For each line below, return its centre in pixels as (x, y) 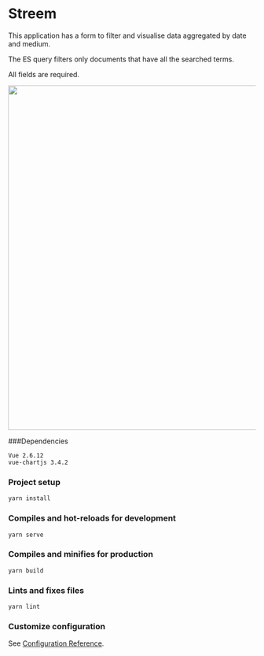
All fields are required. (44, 74)
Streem (33, 14)
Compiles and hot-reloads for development (92, 518)
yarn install (29, 498)
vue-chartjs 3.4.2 (38, 462)
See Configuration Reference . (56, 643)
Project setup (34, 482)
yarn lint (24, 607)
